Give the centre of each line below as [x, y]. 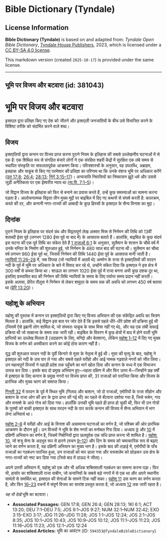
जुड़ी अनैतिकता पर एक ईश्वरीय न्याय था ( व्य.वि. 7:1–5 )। [50, 182]
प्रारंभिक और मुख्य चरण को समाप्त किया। [37, 382]
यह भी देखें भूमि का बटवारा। [27, 494]
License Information [37, 28]
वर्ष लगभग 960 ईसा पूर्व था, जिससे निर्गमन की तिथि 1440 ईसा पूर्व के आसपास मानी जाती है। [78, 254]
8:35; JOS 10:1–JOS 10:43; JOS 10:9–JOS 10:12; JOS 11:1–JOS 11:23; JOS [86, 520]
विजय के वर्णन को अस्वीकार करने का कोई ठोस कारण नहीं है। [53, 343]
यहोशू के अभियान [25, 304]
